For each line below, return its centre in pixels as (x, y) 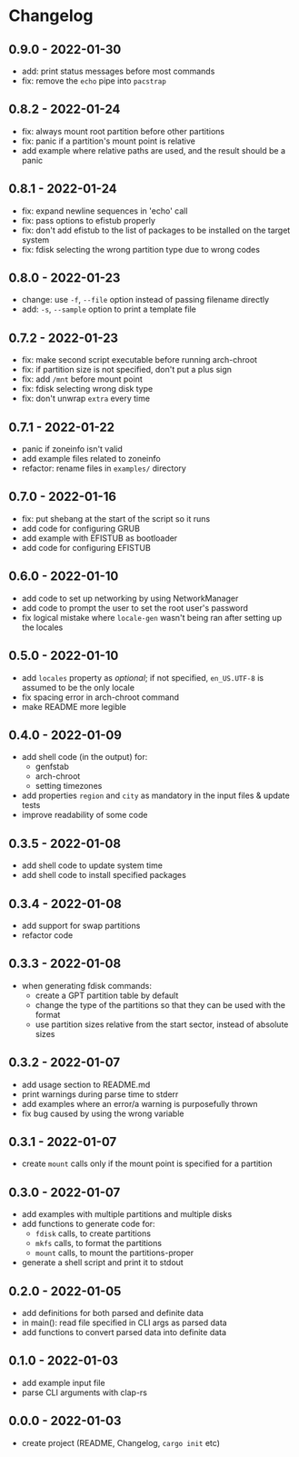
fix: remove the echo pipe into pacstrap (94, 81)
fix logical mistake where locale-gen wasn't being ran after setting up (152, 617)
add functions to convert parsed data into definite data (124, 1332)
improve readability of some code (85, 815)
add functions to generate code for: (88, 1224)
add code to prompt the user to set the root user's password (135, 608)
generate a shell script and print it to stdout (102, 1262)
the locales (42, 627)
